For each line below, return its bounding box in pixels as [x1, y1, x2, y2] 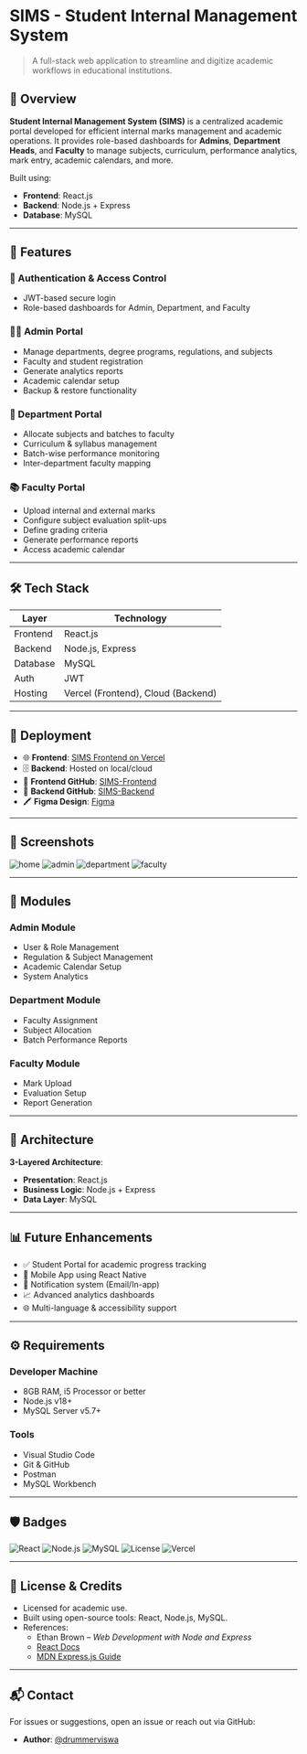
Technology [113, 612, 167, 625]
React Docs [36, 1642, 80, 1652]
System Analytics [22, 971, 89, 982]
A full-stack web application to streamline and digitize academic [31, 55, 274, 66]
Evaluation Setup [22, 1087, 87, 1098]
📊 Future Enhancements [9, 1230, 153, 1246]
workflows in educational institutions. [31, 65, 173, 76]
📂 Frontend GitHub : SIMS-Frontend [22, 775, 157, 786]
